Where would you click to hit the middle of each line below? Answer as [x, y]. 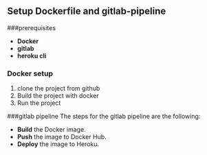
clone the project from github [58, 88]
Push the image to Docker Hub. [62, 137]
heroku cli [32, 56]
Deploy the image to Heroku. [58, 144]
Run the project [39, 103]
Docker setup [30, 73]
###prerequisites [32, 27]
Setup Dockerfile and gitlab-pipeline [87, 11]
